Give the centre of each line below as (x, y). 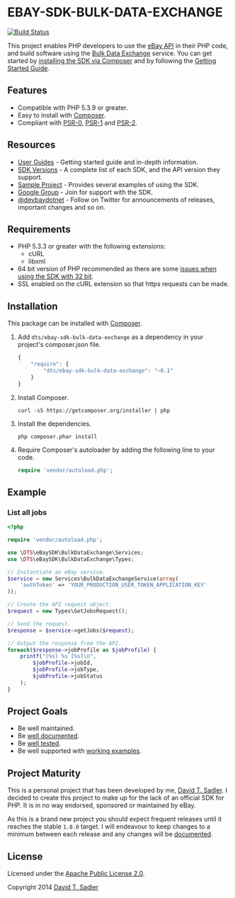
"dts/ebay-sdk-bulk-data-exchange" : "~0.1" (108, 370)
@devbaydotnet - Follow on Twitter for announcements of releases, (116, 200)
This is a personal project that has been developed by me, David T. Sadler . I (117, 790)
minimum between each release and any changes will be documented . (110, 834)
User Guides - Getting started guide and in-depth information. (108, 162)
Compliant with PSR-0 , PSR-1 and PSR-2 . (78, 123)
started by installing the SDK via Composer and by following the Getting (112, 60)
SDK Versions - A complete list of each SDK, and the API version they (119, 169)
